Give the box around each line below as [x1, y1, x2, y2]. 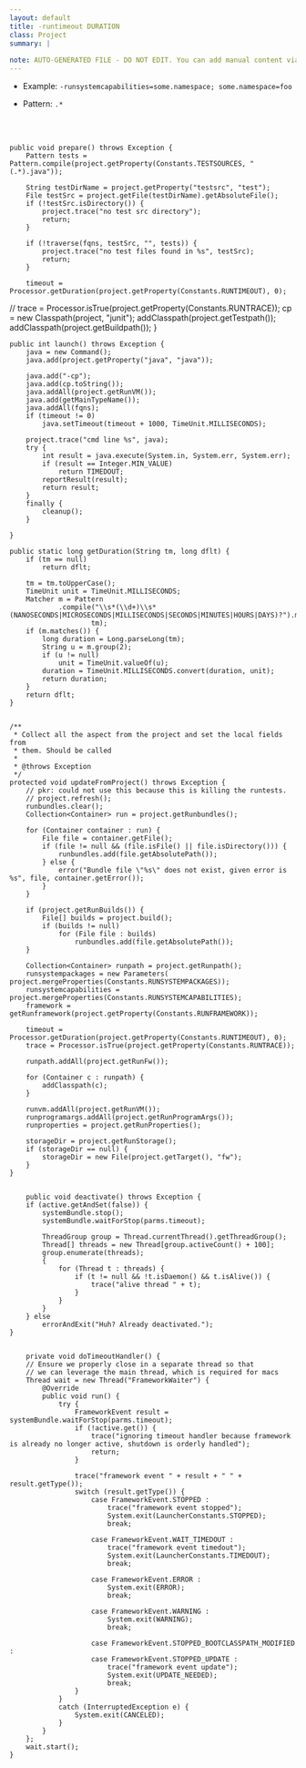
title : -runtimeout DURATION [9, 22, 120, 31]
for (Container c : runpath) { [25, 1073, 145, 1082]
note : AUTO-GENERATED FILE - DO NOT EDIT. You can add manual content [9, 56, 283, 65]
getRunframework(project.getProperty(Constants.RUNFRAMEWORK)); [9, 1009, 259, 1018]
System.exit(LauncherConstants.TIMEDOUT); [107, 1551, 271, 1560]
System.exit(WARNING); [107, 1615, 194, 1624]
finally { [25, 499, 64, 508]
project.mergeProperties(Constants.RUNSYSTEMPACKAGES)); [9, 977, 230, 986]
